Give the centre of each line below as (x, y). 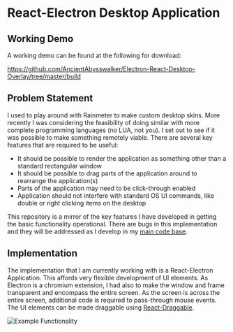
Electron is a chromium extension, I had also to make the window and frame (116, 285)
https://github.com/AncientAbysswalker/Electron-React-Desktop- (102, 69)
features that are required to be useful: (63, 145)
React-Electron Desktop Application (114, 13)
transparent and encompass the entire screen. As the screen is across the (114, 292)
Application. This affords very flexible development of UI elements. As (108, 277)
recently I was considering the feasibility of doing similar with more (104, 122)
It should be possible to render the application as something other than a (122, 158)
